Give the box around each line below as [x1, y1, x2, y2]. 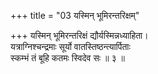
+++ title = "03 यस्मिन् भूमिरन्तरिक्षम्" [10, 10, 140, 21]
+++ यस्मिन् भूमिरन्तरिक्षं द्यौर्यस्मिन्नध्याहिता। [10, 30, 149, 41]
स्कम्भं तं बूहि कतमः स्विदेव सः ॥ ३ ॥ [10, 52, 125, 64]
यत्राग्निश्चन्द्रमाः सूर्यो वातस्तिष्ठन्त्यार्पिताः [10, 41, 131, 52]
